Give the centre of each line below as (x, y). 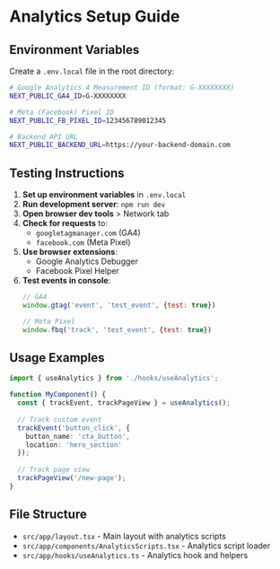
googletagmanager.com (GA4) (88, 233)
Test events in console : (66, 281)
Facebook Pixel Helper (77, 271)
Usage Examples (57, 358)
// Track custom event (60, 419)
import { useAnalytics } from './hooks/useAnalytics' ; (114, 379)
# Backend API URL (44, 136)
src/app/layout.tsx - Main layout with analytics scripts (124, 536)
